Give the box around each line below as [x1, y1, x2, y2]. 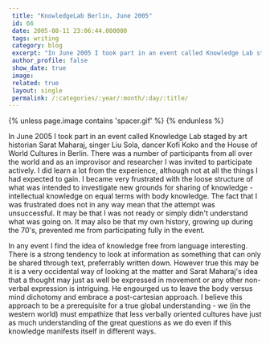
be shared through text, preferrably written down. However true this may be [8, 258, 260, 268]
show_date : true [11, 64, 67, 72]
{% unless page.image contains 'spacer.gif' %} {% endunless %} [8, 116, 225, 125]
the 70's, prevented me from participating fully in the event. [8, 226, 205, 235]
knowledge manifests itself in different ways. [8, 326, 157, 336]
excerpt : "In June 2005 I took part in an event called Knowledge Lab [11, 49, 253, 57]
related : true [11, 79, 59, 87]
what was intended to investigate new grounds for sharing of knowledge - [8, 182, 253, 193]
